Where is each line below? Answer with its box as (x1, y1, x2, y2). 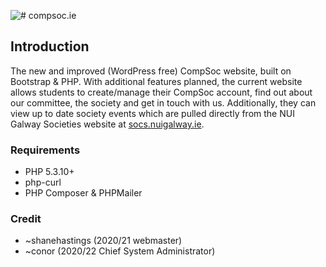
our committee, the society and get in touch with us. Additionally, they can (10, 96, 317, 109)
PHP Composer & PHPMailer (24, 187, 143, 199)
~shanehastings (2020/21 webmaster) (24, 235, 183, 247)
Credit (10, 212, 42, 226)
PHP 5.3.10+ (24, 166, 75, 178)
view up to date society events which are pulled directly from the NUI (10, 107, 295, 119)
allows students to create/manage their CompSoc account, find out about (10, 86, 313, 98)
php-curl (24, 176, 62, 189)
